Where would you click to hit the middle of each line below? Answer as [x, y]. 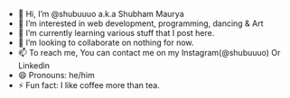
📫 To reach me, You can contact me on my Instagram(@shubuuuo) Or [149, 53]
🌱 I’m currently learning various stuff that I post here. [116, 33]
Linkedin [34, 66]
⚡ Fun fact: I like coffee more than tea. [89, 85]
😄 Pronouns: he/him [56, 75]
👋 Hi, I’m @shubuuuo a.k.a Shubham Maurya [101, 14]
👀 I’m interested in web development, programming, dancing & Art [140, 23]
